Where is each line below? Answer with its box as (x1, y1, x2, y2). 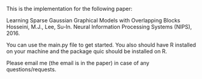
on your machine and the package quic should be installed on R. (6, 48, 167, 55)
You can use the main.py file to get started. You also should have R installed (6, 42, 197, 48)
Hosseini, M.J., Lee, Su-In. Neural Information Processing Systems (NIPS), (6, 24, 192, 30)
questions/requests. (6, 66, 57, 73)
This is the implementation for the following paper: (6, 5, 133, 12)
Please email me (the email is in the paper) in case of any (6, 60, 150, 66)
